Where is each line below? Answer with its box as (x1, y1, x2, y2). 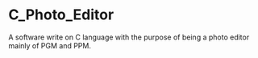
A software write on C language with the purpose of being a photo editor (8, 32, 250, 42)
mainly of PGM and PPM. (8, 40, 91, 50)
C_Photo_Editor (8, 6, 114, 24)
